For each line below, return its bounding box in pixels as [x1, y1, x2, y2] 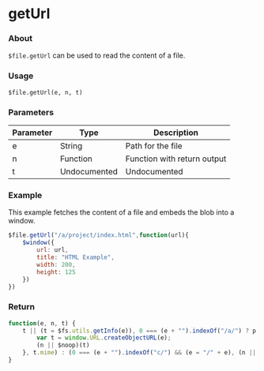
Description [153, 127, 199, 138]
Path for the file [125, 141, 183, 152]
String [59, 141, 83, 152]
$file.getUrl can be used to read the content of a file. [8, 51, 186, 60]
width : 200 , [36, 260, 77, 268]
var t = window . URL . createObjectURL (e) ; [36, 334, 172, 342]
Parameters [8, 107, 54, 118]
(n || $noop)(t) [36, 341, 90, 350]
